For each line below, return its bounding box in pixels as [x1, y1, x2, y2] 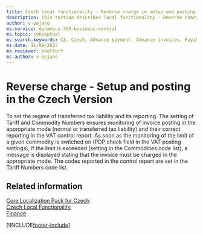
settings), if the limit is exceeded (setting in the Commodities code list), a [6, 144, 188, 151]
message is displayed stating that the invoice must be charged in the [6, 151, 177, 158]
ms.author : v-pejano [6, 54, 59, 60]
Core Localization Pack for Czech [6, 197, 90, 204]
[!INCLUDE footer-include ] [6, 221, 71, 229]
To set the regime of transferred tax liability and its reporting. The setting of [6, 112, 195, 119]
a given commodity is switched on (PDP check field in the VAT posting [6, 138, 181, 145]
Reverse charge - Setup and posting [6, 80, 191, 93]
